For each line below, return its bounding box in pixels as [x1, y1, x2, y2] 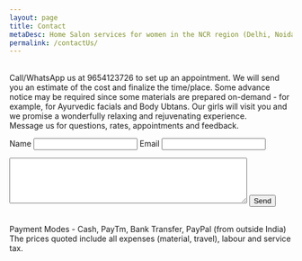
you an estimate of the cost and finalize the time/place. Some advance [9, 82, 271, 93]
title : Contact [9, 22, 67, 31]
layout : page [9, 13, 58, 22]
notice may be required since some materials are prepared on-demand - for [9, 92, 290, 103]
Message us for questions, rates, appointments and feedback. [9, 121, 240, 131]
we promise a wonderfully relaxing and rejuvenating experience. [9, 111, 247, 121]
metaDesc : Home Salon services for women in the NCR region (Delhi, [9, 30, 271, 39]
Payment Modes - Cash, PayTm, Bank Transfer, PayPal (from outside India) [9, 224, 287, 235]
